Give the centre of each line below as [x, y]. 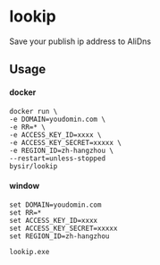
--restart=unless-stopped [57, 158]
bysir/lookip [34, 166]
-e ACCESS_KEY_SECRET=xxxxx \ [66, 142]
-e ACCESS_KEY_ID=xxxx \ [55, 135]
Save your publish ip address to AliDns [80, 41]
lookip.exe [29, 252]
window [25, 186]
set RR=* [25, 212]
